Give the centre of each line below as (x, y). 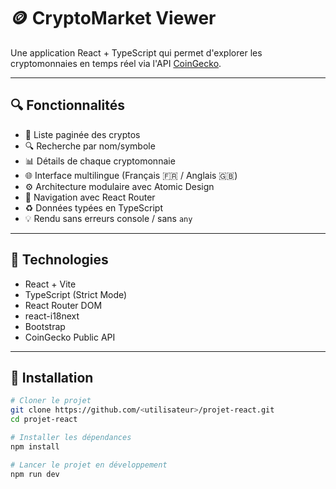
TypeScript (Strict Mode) (76, 294)
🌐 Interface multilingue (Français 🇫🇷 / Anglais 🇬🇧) (131, 175)
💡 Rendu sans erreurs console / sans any (108, 218)
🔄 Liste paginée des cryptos (82, 134)
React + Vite (50, 284)
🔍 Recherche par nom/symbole (90, 146)
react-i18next (52, 316)
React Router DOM (63, 305)
